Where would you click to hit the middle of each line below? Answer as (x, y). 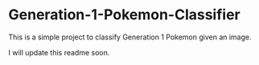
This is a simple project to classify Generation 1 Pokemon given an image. (130, 37)
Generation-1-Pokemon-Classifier (124, 15)
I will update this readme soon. (59, 52)
